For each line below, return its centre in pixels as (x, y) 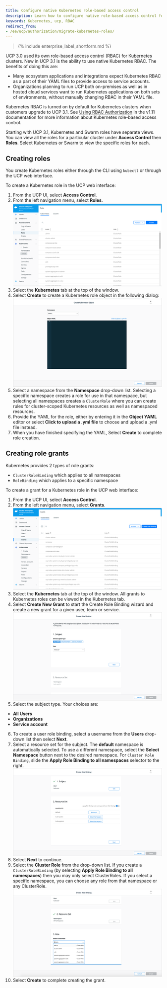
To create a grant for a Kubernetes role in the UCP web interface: (72, 490)
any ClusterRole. (29, 886)
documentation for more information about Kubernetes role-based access (81, 117)
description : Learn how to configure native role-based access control (81, 16)
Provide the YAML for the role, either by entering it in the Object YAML (85, 416)
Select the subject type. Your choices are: (56, 704)
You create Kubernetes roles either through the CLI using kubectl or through (83, 170)
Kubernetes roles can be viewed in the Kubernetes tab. (69, 599)
